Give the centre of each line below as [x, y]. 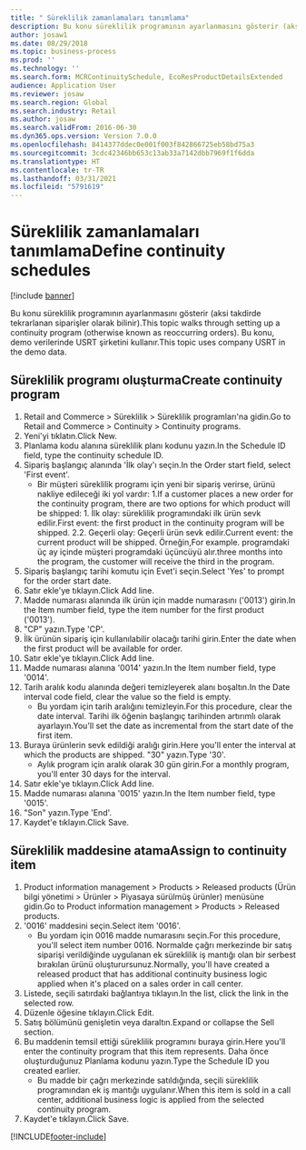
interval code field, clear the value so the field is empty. [127, 696]
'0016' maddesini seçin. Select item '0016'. [102, 925]
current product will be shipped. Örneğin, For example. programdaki [163, 542]
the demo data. [39, 352]
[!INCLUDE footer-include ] [59, 1136]
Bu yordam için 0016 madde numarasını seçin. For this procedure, [158, 935]
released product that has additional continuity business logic [152, 974]
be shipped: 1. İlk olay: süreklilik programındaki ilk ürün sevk [149, 513]
